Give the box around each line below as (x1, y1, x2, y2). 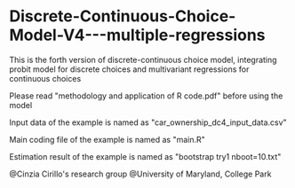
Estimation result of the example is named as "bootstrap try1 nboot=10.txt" (9, 151, 282, 161)
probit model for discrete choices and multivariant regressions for (9, 64, 250, 74)
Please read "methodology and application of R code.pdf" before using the (9, 90, 283, 101)
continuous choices (9, 73, 82, 83)
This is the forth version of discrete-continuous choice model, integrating (9, 54, 277, 65)
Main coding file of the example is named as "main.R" (9, 134, 206, 145)
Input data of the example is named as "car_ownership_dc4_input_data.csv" (9, 117, 287, 128)
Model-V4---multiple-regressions (9, 25, 266, 45)
